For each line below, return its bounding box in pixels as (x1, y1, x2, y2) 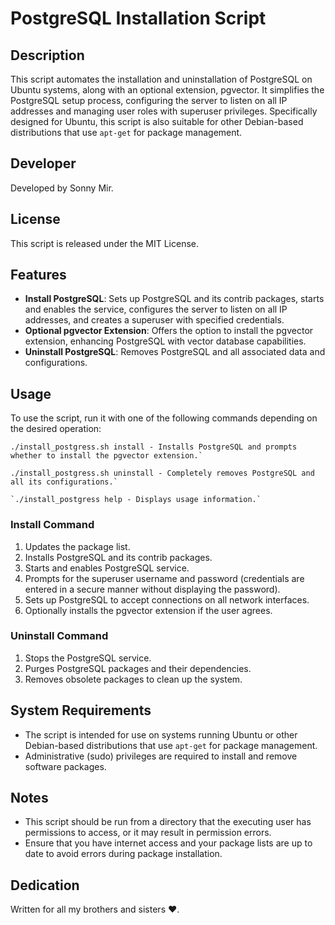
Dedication (10, 877, 80, 894)
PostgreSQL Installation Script (10, 7, 267, 30)
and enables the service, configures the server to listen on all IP (24, 303, 288, 316)
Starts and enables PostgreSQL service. (24, 562, 190, 574)
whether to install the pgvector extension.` (10, 451, 203, 461)
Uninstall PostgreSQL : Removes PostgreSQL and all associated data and (24, 346, 326, 358)
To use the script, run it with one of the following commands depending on (10, 412, 318, 424)
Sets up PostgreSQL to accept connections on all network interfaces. (24, 593, 310, 606)
